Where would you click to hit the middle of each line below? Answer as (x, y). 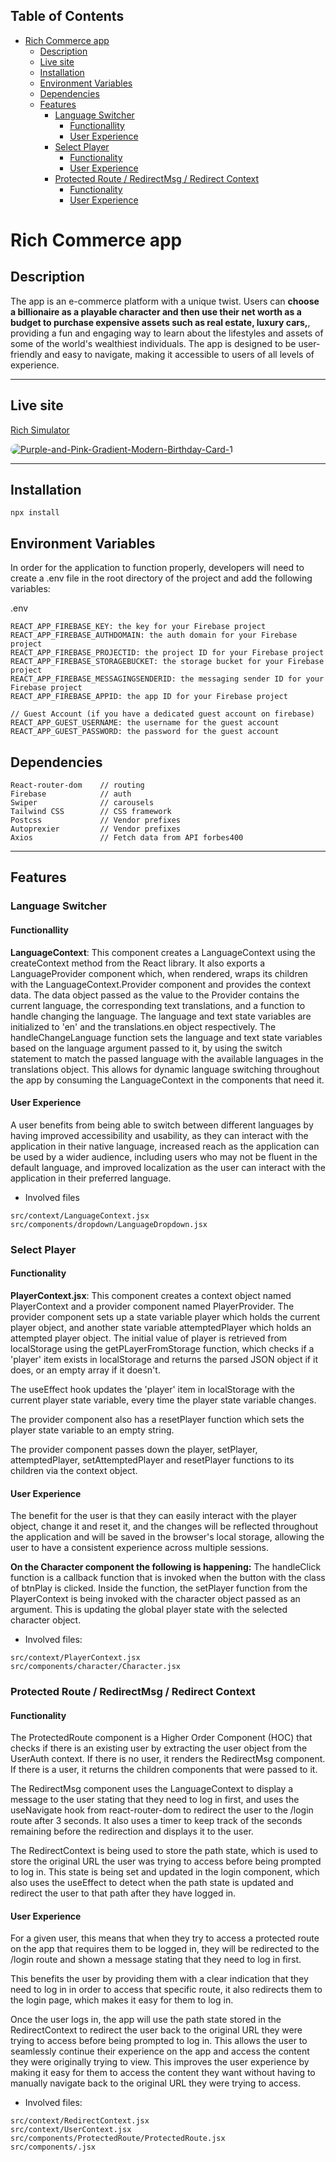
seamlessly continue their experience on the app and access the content (160, 2051)
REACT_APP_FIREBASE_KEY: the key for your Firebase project (138, 627)
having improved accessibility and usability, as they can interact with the (159, 1135)
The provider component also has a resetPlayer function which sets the (157, 1419)
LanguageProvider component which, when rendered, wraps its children (159, 973)
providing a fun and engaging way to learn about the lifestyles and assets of (167, 333)
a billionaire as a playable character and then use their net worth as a (156, 311)
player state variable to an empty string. (92, 1430)
